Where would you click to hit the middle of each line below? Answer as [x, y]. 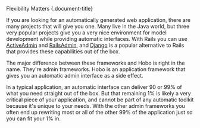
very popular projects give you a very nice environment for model [86, 33]
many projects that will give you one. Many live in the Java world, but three [98, 26]
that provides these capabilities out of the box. [63, 52]
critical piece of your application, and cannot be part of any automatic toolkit [100, 100]
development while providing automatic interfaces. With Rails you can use [97, 39]
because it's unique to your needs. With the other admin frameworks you [96, 106]
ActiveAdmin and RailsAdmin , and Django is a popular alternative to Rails [95, 45]
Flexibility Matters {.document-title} [50, 9]
